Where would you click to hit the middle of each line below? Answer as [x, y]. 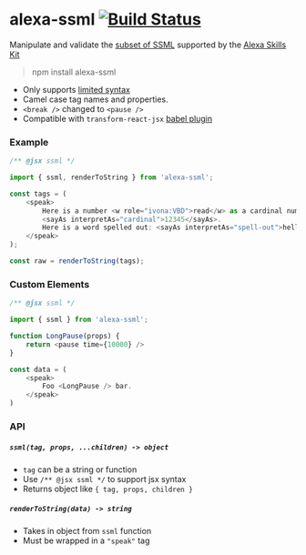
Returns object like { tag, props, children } [107, 489]
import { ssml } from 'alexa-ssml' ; [79, 320]
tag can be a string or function [80, 469]
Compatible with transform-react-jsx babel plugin [117, 118]
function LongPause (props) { [65, 337]
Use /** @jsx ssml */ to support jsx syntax [104, 479]
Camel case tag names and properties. [95, 99]
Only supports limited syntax [76, 89]
